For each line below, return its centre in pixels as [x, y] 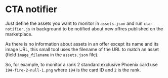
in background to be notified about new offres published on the [97, 28]
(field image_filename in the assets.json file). [52, 55]
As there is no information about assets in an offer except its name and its [82, 44]
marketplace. [19, 34]
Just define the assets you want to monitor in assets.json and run [74, 23]
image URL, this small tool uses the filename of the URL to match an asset [82, 49]
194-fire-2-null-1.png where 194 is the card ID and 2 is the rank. [73, 70]
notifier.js [18, 29]
